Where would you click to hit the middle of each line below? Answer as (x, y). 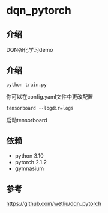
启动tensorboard (27, 120)
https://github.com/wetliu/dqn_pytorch (54, 204)
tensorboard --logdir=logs (40, 108)
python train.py (26, 85)
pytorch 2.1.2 (31, 162)
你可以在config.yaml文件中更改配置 (50, 96)
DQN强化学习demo (30, 50)
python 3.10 (29, 156)
